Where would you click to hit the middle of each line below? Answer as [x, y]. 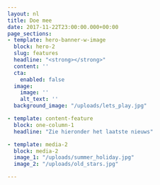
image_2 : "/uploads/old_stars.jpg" [66, 164]
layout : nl [23, 14]
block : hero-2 [34, 47]
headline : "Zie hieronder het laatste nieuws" [84, 131]
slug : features [36, 54]
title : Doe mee [30, 20]
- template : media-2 [38, 144]
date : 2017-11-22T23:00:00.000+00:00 [63, 27]
